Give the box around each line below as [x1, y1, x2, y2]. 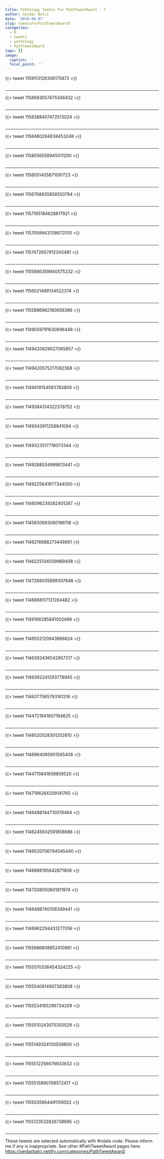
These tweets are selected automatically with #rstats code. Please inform [5, 1138, 153, 1144]
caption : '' [9, 57, 34, 62]
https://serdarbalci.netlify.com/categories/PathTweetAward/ [5, 1149, 126, 1155]
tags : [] [5, 48, 23, 53]
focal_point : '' [9, 62, 42, 67]
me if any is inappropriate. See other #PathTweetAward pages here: [5, 1143, 141, 1149]
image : [5, 53, 19, 58]
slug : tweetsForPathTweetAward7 [5, 21, 71, 26]
